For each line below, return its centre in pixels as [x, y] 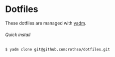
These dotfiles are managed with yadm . [46, 23]
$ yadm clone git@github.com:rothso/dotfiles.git [58, 49]
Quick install [18, 34]
